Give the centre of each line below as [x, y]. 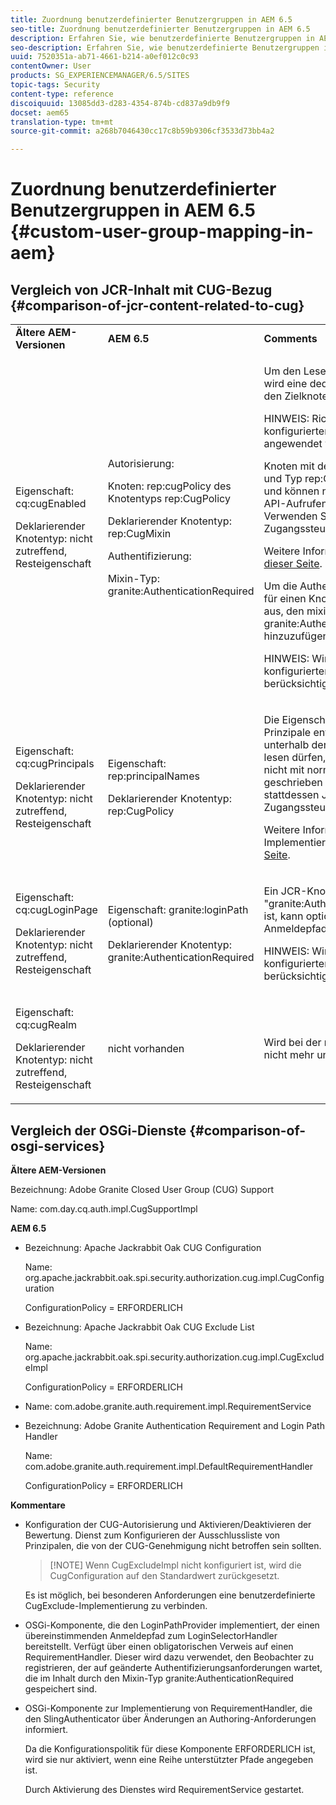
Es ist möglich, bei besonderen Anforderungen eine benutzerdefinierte [170, 1595]
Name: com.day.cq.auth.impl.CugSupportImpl [104, 1208]
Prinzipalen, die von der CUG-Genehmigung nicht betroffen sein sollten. [173, 1545]
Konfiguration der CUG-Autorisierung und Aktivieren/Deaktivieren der [168, 1524]
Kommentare [38, 1505]
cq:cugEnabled [51, 504]
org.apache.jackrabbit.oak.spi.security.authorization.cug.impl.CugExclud [174, 1357]
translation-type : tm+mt [62, 122]
